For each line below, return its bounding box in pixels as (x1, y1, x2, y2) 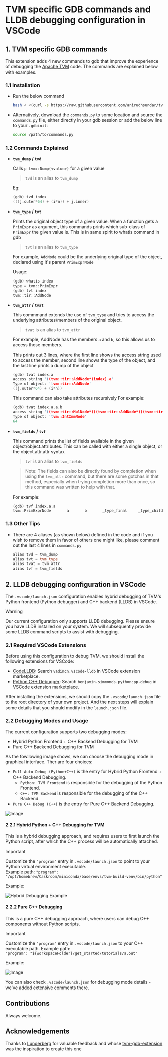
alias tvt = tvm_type (12, 556, 58, 562)
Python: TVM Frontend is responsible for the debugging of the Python (20, 779, 163, 785)
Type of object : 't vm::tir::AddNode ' (12, 381, 92, 386)
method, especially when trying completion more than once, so (25, 478, 155, 484)
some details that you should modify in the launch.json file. (5, 704, 128, 711)
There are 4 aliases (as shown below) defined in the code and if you (12, 531, 153, 537)
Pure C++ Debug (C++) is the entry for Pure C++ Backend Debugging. (12, 801, 155, 807)
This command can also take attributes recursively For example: (12, 395, 145, 401)
